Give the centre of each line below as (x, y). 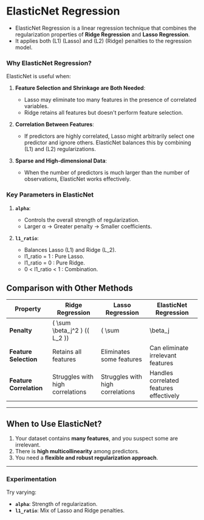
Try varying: (21, 492)
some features (122, 359)
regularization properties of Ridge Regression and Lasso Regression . (102, 34)
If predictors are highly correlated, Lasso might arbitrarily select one (109, 136)
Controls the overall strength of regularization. (82, 220)
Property (28, 309)
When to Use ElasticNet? (54, 424)
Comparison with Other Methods (70, 288)
